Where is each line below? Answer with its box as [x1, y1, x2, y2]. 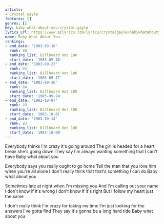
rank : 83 [9, 103, 27, 108]
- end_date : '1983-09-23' [5, 62, 58, 67]
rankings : [5, 39, 25, 44]
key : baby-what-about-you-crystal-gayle [5, 25, 89, 30]
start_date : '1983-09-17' [9, 75, 62, 80]
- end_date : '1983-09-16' [5, 44, 58, 48]
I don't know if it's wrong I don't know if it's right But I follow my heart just [5, 188, 154, 194]
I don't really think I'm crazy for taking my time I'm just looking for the [5, 203, 145, 209]
